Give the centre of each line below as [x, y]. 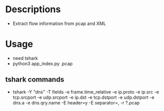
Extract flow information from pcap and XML [59, 23]
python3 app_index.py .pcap [43, 63]
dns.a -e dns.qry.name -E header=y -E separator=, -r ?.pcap [76, 102]
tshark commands [35, 80]
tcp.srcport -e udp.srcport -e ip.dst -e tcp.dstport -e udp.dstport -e [83, 97]
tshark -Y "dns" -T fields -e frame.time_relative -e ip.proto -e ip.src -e [86, 92]
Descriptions [33, 9]
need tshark [25, 58]
